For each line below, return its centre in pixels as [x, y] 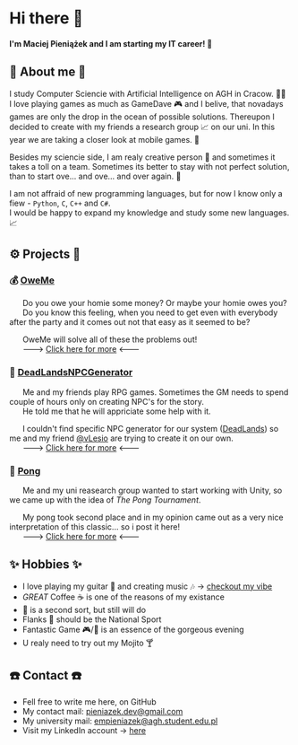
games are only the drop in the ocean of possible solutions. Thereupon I [142, 117]
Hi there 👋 [46, 18]
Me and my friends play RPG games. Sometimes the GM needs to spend [155, 392]
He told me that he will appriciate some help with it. [117, 411]
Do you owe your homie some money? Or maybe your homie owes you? [155, 303]
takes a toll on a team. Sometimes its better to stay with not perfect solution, [149, 166]
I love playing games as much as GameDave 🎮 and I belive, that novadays [146, 103]
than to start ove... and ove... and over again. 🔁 [95, 176]
